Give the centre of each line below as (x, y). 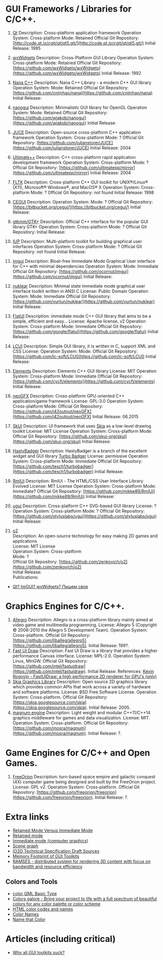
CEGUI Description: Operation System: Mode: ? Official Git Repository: (83, 202)
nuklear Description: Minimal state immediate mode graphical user (79, 286)
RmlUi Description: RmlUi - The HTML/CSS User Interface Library (78, 481)
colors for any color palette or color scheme (57, 904)
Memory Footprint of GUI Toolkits (46, 856)
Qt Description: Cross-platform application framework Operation (77, 33)
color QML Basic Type (35, 893)
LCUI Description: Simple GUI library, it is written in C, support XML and (84, 346)
